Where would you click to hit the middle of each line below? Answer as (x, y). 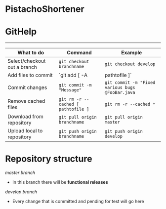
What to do (31, 53)
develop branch (21, 192)
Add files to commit (30, 75)
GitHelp (21, 32)
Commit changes (27, 87)
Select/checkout (27, 61)
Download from (25, 117)
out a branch (22, 67)
